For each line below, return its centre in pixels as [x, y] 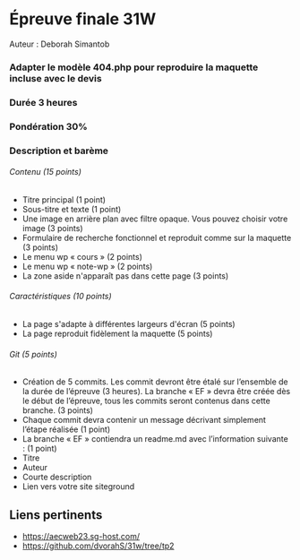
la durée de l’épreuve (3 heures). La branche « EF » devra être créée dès [156, 392]
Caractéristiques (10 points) [60, 297]
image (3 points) [52, 228]
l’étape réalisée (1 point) [66, 429]
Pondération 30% [48, 126]
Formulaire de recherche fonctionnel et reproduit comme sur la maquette [157, 237]
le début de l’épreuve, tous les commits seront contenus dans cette [146, 401]
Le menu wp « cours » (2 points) [82, 256]
